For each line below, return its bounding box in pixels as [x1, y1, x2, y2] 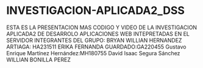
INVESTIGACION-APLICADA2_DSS [6, 4, 185, 18]
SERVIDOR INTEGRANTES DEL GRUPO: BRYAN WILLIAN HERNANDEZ [6, 36, 182, 44]
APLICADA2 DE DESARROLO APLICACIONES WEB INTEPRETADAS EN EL [6, 30, 190, 37]
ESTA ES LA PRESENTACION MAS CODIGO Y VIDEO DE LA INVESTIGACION [6, 24, 197, 31]
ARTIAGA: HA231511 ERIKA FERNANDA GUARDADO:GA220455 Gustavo [6, 43, 187, 50]
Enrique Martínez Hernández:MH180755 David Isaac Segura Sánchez [6, 49, 180, 56]
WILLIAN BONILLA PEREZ [6, 56, 71, 63]
